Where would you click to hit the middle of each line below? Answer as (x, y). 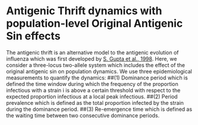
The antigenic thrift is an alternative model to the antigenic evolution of (92, 52)
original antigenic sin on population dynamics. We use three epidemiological (99, 71)
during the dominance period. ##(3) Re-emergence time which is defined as (99, 109)
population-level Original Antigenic (95, 23)
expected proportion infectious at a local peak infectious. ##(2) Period (92, 97)
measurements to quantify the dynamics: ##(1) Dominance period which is (97, 78)
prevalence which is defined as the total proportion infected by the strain (95, 102)
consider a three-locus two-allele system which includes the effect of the (96, 65)
